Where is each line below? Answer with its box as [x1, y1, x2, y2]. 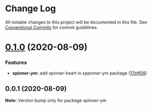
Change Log [5, 3, 56, 14]
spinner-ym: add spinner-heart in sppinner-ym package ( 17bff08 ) [12, 70, 148, 76]
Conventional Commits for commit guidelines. [5, 24, 98, 30]
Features [5, 59, 27, 66]
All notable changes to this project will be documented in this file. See [5, 19, 148, 25]
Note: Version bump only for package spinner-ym [5, 98, 107, 104]
